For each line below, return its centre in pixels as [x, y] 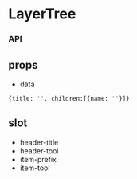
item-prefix [38, 159]
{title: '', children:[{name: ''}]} [69, 98]
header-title [39, 142]
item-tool [35, 168]
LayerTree [42, 14]
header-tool [39, 151]
